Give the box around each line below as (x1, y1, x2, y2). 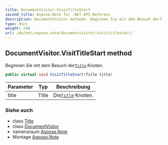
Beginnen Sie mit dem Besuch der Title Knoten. (5, 62, 103, 68)
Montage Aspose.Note (12, 133, 59, 140)
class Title (12, 118, 34, 124)
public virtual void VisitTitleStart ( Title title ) (5, 72, 113, 77)
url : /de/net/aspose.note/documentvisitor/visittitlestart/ (5, 30, 133, 35)
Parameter (7, 83, 33, 90)
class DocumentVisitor (12, 123, 59, 129)
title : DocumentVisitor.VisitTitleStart (5, 7, 91, 12)
